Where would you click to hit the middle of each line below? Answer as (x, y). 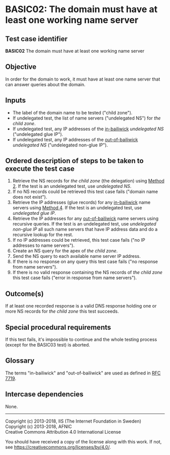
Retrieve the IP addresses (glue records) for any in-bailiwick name (81, 202)
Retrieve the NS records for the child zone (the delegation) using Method (88, 181)
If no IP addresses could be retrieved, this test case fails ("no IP (79, 240)
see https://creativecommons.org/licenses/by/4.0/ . (58, 447)
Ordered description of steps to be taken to (75, 161)
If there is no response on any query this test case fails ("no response (85, 261)
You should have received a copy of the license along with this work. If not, (83, 441)
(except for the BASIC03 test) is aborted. (48, 345)
